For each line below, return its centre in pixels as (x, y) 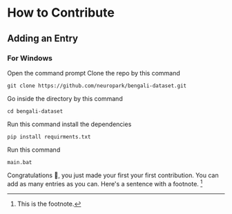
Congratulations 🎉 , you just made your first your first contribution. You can (113, 175)
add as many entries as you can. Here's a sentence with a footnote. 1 (105, 183)
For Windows (30, 58)
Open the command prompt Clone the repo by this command (94, 73)
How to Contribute (61, 13)
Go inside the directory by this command (65, 98)
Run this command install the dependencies (69, 124)
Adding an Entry (42, 38)
